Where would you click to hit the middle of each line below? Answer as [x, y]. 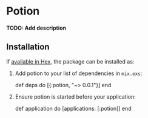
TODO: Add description [36, 28]
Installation [28, 47]
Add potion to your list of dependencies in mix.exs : [79, 73]
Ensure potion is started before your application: [76, 97]
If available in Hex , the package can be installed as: [70, 61]
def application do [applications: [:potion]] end [73, 108]
